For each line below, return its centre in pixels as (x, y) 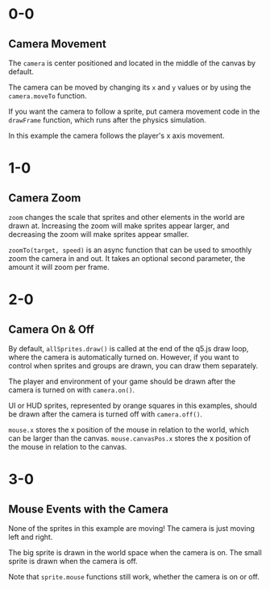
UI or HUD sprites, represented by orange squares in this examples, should (133, 405)
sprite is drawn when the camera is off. (73, 561)
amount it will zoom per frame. (59, 267)
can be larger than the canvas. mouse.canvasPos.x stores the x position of (130, 438)
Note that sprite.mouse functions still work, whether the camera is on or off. (134, 577)
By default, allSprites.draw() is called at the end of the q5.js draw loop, (129, 348)
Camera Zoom (45, 198)
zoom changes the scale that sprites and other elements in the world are (127, 217)
